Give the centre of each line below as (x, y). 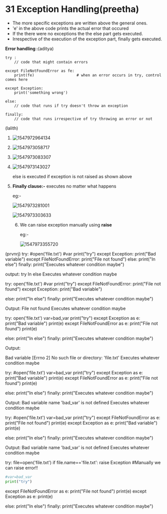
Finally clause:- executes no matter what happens (64, 186)
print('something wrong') (41, 93)
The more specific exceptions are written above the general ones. (80, 23)
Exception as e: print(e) (29, 496)
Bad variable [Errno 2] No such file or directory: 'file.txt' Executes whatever (82, 357)
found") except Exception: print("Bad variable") (54, 289)
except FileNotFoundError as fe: (40, 71)
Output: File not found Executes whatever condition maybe (66, 308)
